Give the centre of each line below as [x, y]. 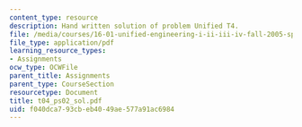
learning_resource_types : [58, 51]
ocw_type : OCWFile [44, 68]
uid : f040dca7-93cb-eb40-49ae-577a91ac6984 [92, 109]
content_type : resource [54, 17]
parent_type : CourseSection [62, 84]
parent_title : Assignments [60, 76]
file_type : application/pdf [62, 42]
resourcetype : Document [54, 92]
